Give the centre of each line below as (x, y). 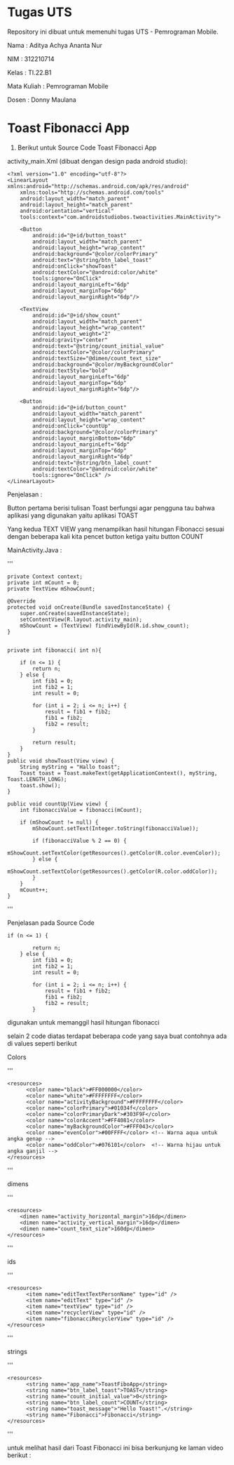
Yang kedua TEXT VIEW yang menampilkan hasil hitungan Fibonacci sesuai (116, 529)
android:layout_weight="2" (72, 334)
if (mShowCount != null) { (59, 822)
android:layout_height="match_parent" (76, 204)
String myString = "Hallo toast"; (70, 767)
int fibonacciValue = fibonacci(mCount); (81, 810)
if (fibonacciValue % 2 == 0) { (80, 841)
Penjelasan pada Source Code (51, 922)
